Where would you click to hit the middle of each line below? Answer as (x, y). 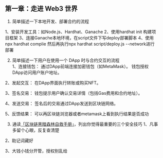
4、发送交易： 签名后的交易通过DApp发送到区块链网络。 (62, 103)
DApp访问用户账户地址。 (37, 72)
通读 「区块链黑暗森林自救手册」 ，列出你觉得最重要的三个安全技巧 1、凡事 (85, 124)
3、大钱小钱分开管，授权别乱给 (36, 151)
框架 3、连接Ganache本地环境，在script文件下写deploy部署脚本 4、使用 (81, 37)
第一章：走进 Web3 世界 (41, 9)
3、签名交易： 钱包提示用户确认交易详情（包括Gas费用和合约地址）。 (74, 93)
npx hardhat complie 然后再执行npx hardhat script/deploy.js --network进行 (80, 44)
